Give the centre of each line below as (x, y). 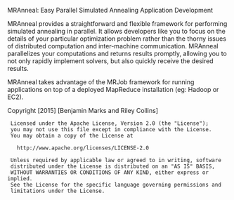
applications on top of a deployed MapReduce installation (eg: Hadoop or (113, 89)
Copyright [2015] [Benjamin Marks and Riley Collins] (83, 111)
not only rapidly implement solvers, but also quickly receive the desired (110, 61)
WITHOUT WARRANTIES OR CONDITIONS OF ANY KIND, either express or (110, 173)
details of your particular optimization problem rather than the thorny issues (117, 39)
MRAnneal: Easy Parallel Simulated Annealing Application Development (110, 10)
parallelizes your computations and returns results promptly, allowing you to (117, 53)
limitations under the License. (58, 191)
